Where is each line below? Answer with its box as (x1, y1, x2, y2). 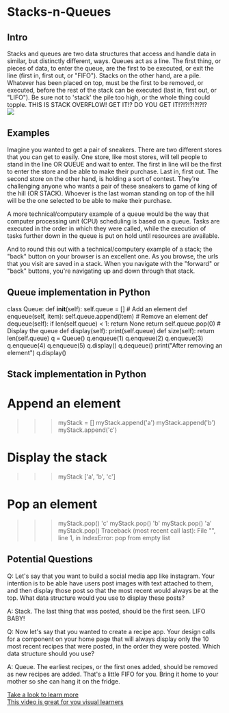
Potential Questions (7, 553, 94, 566)
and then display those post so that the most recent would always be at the (7, 586, 219, 594)
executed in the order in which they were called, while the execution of (7, 224, 206, 232)
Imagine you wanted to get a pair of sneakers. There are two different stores (7, 145, 222, 154)
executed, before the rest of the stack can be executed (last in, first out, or (7, 86, 217, 94)
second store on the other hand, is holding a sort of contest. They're (7, 174, 200, 182)
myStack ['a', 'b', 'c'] (57, 472, 116, 481)
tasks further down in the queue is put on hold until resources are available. (7, 231, 220, 240)
